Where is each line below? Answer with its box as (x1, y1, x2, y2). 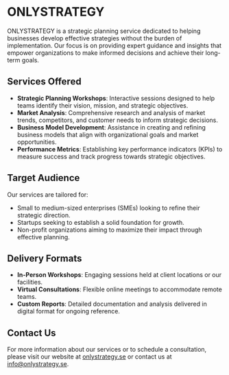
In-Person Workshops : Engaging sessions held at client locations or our (16, 271, 222, 279)
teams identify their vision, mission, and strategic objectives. (16, 101, 189, 110)
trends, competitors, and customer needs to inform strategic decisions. (16, 116, 218, 124)
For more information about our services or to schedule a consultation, (7, 346, 207, 354)
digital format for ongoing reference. (16, 307, 120, 315)
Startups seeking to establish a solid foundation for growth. (16, 218, 185, 226)
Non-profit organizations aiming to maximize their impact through (16, 226, 202, 234)
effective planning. (16, 232, 70, 241)
